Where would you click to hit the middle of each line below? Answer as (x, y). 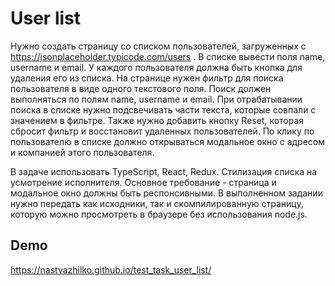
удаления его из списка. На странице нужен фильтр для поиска (147, 78)
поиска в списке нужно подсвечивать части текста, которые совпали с (163, 109)
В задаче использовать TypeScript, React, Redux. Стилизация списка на (164, 171)
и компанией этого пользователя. (82, 152)
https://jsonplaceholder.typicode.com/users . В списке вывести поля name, (168, 56)
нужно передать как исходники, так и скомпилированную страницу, (157, 203)
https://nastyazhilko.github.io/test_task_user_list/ (111, 269)
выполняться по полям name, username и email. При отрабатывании (156, 99)
